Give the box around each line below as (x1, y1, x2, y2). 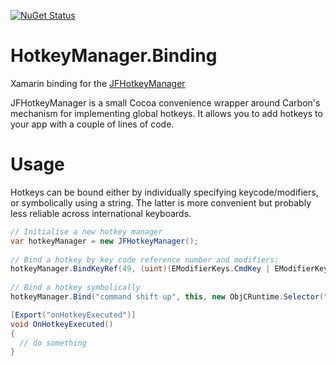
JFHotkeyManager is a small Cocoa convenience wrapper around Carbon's (10, 96, 321, 109)
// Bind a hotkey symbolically (10, 283, 141, 293)
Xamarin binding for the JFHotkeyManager (10, 77, 186, 89)
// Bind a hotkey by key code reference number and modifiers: (10, 255, 280, 265)
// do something (19, 338, 87, 348)
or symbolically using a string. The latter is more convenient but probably (10, 196, 312, 209)
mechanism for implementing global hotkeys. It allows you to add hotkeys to (10, 107, 323, 119)
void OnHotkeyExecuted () (10, 319, 114, 329)
